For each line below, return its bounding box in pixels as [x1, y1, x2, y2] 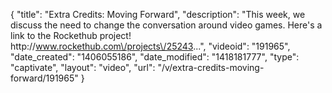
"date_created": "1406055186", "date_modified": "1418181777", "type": [10, 51, 300, 63]
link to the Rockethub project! [10, 30, 132, 41]
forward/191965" [10, 72, 79, 84]
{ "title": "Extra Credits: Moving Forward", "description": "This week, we [10, 9, 306, 20]
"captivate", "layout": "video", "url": [10, 62, 156, 73]
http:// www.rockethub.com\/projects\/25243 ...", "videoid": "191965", [10, 40, 291, 52]
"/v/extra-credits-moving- [157, 62, 265, 73]
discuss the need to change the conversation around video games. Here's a [10, 19, 323, 31]
